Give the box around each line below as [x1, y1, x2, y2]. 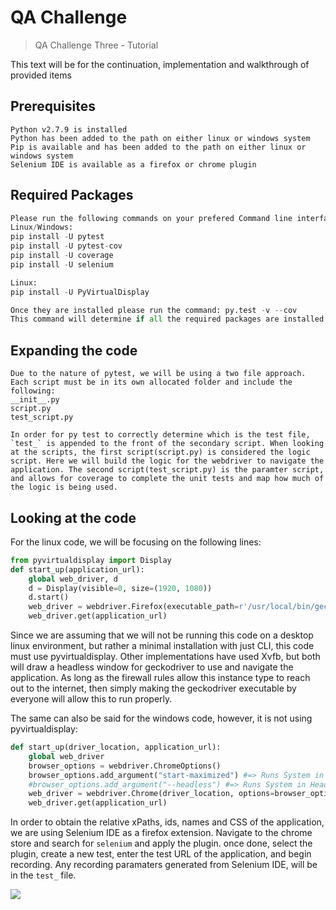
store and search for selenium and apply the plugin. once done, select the [10, 837, 313, 850]
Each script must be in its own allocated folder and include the [10, 377, 293, 388]
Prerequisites [10, 98, 96, 115]
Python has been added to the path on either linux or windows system [10, 133, 311, 143]
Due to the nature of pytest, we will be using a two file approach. [10, 369, 307, 379]
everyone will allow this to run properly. [10, 693, 173, 705]
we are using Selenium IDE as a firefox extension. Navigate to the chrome [10, 827, 313, 839]
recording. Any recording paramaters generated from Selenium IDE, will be [10, 859, 318, 871]
